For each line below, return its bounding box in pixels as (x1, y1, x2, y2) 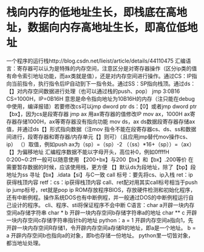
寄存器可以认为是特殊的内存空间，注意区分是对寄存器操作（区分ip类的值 (16, 64, 197, 72)
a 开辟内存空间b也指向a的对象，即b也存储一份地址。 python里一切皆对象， (6, 231, 194, 239)
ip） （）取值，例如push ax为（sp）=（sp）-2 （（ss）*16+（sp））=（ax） (6, 140, 195, 148)
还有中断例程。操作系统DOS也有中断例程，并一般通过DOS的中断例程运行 (6, 194, 189, 201)
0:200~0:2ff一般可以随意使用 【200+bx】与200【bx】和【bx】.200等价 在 (6, 155, 194, 163)
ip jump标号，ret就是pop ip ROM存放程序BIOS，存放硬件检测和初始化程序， (6, 186, 196, 193)
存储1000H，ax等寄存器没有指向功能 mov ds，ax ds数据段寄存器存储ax (16, 118, 195, 125)
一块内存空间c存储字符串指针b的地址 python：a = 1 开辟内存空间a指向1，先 (6, 216, 194, 223)
